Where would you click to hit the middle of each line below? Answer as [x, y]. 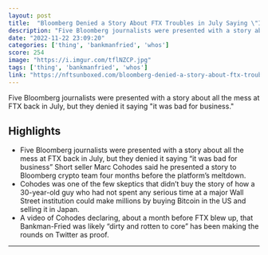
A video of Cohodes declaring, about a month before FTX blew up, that [136, 218]
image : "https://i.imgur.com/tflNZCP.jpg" [80, 61]
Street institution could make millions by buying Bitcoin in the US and [133, 201]
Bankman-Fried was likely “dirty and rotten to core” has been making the [139, 226]
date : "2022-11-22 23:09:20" [57, 38]
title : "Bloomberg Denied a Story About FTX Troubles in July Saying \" [134, 23]
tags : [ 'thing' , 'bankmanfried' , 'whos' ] [78, 68]
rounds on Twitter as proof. [64, 235]
